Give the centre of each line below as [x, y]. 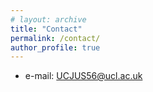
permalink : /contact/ [55, 38]
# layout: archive [48, 19]
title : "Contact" [46, 29]
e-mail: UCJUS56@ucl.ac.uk [83, 76]
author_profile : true [55, 47]
